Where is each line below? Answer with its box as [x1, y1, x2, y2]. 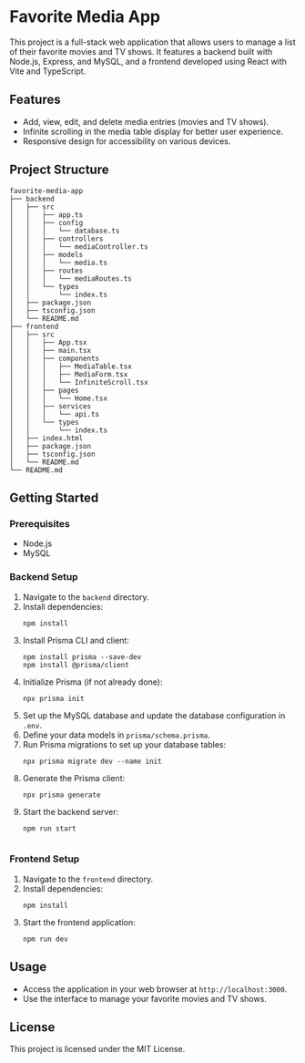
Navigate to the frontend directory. [22, 873, 153, 884]
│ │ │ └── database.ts [9, 226, 120, 235]
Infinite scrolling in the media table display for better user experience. [22, 126, 284, 137]
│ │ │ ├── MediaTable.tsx [9, 362, 132, 371]
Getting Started [9, 490, 99, 505]
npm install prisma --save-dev [22, 652, 142, 662]
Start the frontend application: [22, 916, 136, 927]
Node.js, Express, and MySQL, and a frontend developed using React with [9, 56, 287, 67]
